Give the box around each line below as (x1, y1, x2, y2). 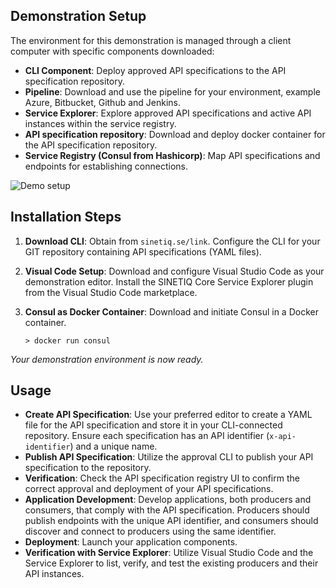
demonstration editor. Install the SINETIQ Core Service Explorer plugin (24, 275, 314, 288)
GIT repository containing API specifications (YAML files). (24, 245, 262, 258)
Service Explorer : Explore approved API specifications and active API (24, 107, 312, 119)
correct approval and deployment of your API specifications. (24, 483, 274, 495)
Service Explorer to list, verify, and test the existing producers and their (24, 557, 319, 569)
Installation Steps (10, 209, 122, 226)
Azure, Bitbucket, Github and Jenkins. (24, 96, 182, 108)
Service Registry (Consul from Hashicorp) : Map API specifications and (24, 149, 321, 161)
